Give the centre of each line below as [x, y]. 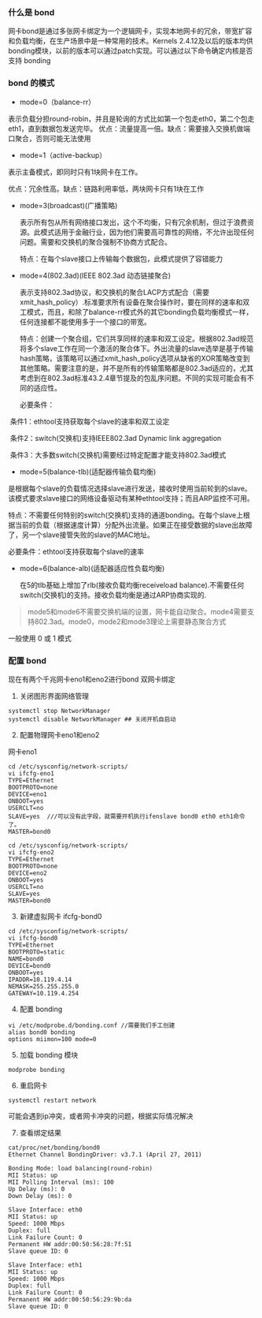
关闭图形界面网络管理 [54, 696]
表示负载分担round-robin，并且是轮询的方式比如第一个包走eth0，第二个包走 [131, 118]
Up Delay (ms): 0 [37, 1189]
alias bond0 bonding [42, 1032]
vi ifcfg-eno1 [31, 773]
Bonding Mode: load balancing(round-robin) [81, 1168]
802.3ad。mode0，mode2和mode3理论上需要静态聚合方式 [130, 622]
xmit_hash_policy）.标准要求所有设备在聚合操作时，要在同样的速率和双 [135, 302]
